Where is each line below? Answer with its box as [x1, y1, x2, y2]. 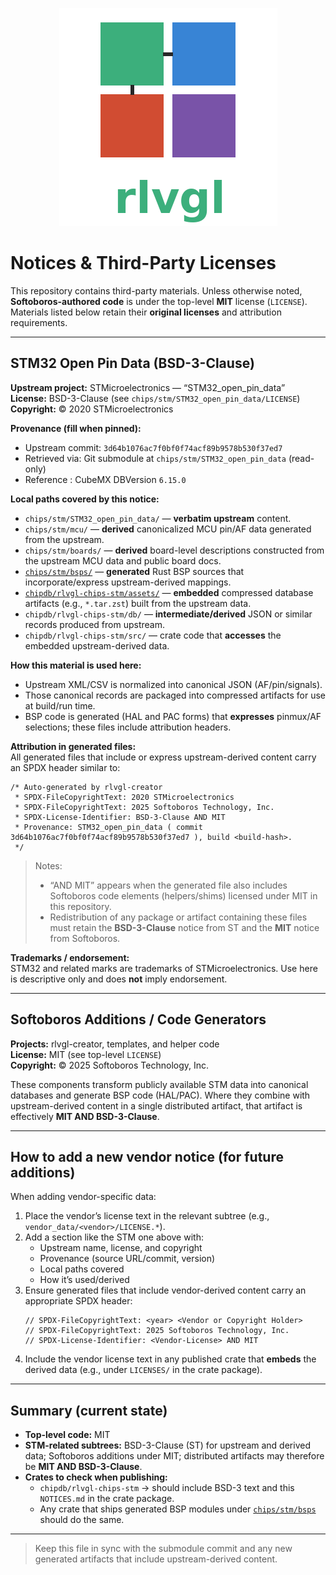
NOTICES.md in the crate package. [39, 1493, 175, 1505]
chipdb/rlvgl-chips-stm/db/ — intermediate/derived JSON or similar [24, 608, 313, 620]
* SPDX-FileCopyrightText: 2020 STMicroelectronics [14, 792, 235, 802]
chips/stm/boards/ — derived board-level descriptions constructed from [24, 544, 325, 556]
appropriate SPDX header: [24, 1295, 133, 1307]
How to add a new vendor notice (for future [10, 1148, 284, 1165]
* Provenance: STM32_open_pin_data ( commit [14, 822, 203, 832]
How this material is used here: [10, 659, 142, 671]
